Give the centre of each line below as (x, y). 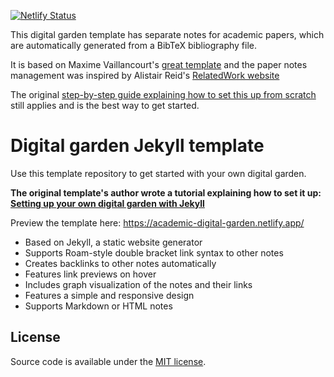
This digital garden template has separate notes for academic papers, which (167, 34)
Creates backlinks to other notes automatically (120, 263)
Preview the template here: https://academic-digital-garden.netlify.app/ (157, 222)
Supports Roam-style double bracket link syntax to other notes (154, 252)
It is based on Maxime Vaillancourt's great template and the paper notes (159, 64)
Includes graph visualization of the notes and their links (138, 284)
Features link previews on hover (90, 274)
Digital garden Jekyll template (137, 146)
